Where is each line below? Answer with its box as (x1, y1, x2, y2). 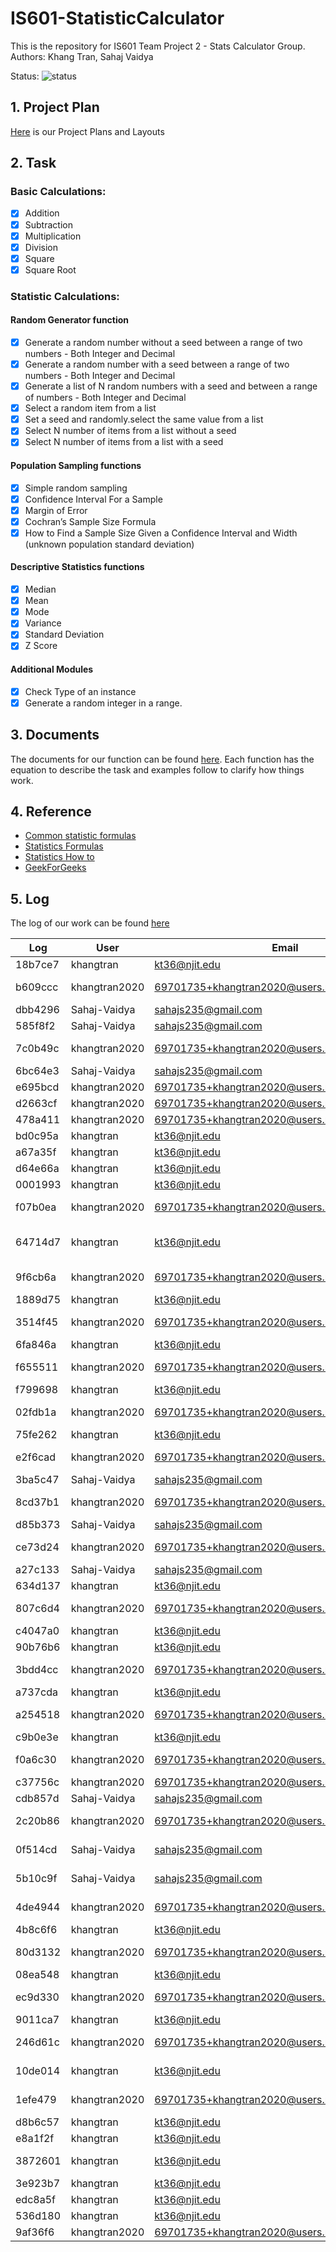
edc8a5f (15, 2193, 56, 2207)
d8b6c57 (15, 2115, 60, 2129)
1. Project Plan (10, 99, 100, 116)
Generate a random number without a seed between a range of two (24, 336, 303, 348)
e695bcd (15, 1080, 60, 1094)
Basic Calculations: (10, 185, 107, 199)
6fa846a (15, 1338, 57, 1352)
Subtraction (24, 218, 73, 231)
